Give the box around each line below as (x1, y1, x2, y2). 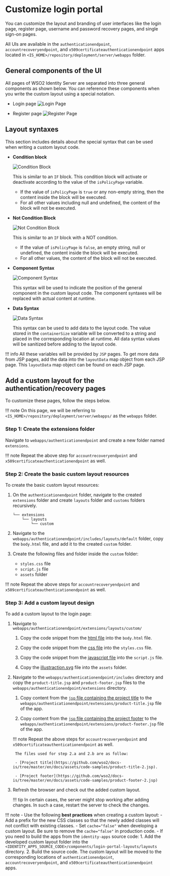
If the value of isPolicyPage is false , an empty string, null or (20, 244, 146, 250)
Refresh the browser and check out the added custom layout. (12, 787, 141, 793)
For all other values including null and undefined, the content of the (20, 199, 160, 206)
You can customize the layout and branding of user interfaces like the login (5, 20, 162, 26)
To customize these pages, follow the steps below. (5, 397, 111, 404)
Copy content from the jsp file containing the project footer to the (20, 716, 157, 722)
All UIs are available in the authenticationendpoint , (5, 41, 112, 47)
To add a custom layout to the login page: (5, 611, 92, 617)
